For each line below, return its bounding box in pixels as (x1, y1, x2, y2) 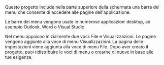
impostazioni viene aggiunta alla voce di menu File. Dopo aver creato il (5, 44, 149, 49)
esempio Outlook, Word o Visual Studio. (5, 24, 86, 30)
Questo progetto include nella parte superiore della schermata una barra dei (5, 4, 160, 10)
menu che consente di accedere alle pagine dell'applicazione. (5, 9, 131, 15)
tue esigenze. (5, 54, 33, 60)
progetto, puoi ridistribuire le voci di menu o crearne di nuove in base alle (5, 49, 154, 55)
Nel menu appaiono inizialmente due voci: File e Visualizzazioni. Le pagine (5, 34, 156, 39)
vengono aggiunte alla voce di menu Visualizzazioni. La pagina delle (5, 39, 144, 44)
